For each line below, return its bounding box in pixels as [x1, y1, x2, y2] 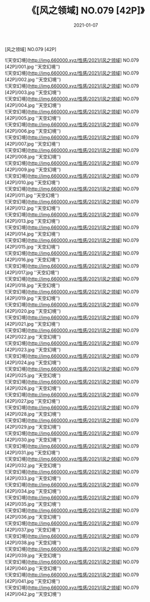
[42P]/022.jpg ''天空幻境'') [5, 333, 61, 340]
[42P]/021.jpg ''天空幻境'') [5, 321, 60, 327]
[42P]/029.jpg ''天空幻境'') [5, 423, 61, 430]
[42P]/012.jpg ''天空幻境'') [5, 205, 60, 211]
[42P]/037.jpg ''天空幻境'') [5, 526, 60, 533]
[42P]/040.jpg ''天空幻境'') [5, 565, 61, 571]
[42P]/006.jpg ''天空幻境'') [5, 128, 61, 134]
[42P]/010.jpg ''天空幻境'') [5, 179, 60, 185]
